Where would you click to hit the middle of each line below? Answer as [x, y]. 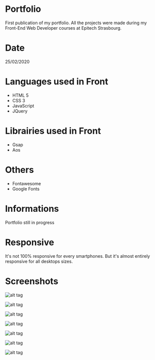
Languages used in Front [57, 82]
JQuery [20, 111]
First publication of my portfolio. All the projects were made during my [76, 23]
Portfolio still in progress [30, 222]
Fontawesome [27, 183]
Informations [32, 209]
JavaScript [23, 106]
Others [20, 170]
